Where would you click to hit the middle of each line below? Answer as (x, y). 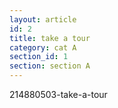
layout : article (43, 19)
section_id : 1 (39, 57)
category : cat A (43, 47)
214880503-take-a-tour (58, 94)
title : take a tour (50, 38)
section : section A (50, 66)
